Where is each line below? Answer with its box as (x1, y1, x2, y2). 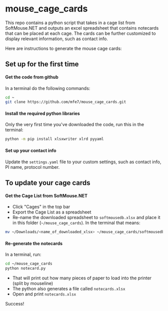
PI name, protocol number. (5, 164, 60, 170)
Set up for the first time (5, 60, 79, 68)
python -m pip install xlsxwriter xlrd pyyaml (5, 137, 104, 142)
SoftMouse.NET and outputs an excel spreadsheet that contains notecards (5, 25, 159, 31)
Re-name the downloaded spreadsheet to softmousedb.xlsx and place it (12, 215, 161, 221)
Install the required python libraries (5, 110, 80, 116)
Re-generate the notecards (5, 240, 63, 246)
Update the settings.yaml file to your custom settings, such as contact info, (5, 159, 161, 165)
